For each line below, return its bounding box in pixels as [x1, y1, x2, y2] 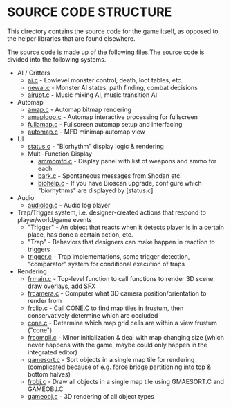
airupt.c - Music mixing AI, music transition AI [27, 91, 158, 99]
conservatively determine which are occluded [27, 311, 158, 319]
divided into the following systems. [7, 55, 107, 63]
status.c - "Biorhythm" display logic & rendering [27, 142, 165, 150]
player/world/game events [17, 215, 92, 224]
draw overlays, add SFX [27, 282, 96, 290]
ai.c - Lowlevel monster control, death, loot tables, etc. [27, 75, 183, 84]
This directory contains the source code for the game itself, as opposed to [7, 27, 219, 35]
